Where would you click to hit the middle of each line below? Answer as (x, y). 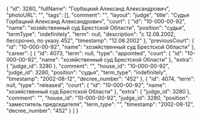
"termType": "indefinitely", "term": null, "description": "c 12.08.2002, (91, 34)
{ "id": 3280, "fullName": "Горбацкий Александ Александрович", (88, 9)
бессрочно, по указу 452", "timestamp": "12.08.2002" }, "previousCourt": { (100, 40)
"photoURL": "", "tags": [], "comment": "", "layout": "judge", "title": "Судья (98, 15)
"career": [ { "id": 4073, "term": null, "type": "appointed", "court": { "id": (95, 53)
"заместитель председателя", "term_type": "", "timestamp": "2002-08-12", (100, 104)
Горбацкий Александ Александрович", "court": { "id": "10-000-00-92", (96, 21)
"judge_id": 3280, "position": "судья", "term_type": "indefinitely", (87, 72)
